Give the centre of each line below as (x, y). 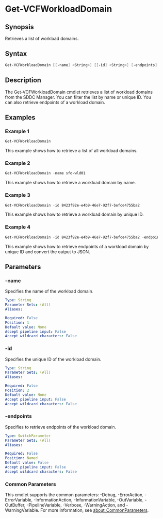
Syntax (16, 54)
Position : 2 (17, 390)
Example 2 (18, 163)
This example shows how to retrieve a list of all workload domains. (71, 151)
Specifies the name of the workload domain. (49, 291)
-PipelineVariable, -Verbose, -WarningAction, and (76, 505)
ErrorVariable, (19, 500)
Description (23, 80)
